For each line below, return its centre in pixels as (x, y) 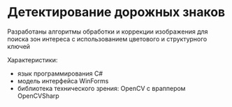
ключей (19, 46)
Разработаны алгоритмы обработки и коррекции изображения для (108, 31)
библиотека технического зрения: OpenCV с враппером (101, 88)
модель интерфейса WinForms (63, 80)
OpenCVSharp (38, 96)
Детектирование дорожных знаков (116, 12)
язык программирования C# (60, 73)
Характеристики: (32, 59)
